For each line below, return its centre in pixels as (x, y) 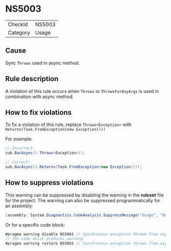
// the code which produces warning (44, 239)
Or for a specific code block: (35, 225)
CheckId (18, 24)
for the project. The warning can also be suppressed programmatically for (83, 200)
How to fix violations (38, 112)
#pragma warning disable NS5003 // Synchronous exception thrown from (82, 234)
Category (19, 33)
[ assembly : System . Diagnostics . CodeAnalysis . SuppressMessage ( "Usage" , (82, 215)
